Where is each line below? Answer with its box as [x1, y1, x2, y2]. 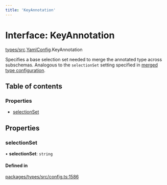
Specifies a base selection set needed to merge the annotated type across [5, 56, 162, 62]
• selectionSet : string [5, 150, 53, 156]
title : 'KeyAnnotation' [5, 7, 56, 13]
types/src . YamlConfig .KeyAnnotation [5, 47, 83, 53]
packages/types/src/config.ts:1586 [5, 174, 79, 180]
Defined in [5, 162, 28, 169]
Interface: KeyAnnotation [5, 29, 115, 41]
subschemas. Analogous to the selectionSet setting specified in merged [5, 62, 158, 68]
